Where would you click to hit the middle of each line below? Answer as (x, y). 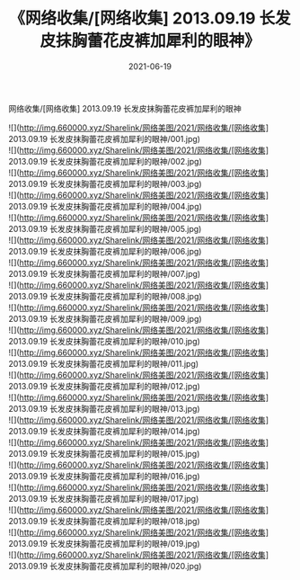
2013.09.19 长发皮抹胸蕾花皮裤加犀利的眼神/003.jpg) (106, 183)
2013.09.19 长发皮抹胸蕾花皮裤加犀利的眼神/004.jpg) (106, 206)
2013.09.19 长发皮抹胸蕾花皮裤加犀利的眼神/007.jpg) (105, 273)
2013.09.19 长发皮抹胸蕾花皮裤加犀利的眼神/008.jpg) (106, 296)
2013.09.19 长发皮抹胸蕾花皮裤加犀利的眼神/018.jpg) (104, 521)
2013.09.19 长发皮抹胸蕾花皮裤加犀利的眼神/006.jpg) (105, 251)
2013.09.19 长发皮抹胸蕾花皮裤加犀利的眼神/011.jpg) (104, 363)
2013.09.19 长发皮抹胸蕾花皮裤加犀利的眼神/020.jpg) (105, 566)
